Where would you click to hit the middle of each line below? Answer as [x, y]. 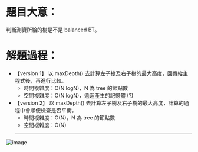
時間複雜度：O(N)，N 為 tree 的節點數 [69, 117]
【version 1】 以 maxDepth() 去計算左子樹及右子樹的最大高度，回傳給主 [101, 73]
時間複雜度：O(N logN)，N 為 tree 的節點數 [76, 88]
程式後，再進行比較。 [40, 80]
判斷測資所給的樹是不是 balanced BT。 [53, 30]
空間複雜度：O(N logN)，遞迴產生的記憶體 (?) [78, 95]
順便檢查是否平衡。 [54, 110]
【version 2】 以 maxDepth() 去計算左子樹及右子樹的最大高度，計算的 [99, 103]
